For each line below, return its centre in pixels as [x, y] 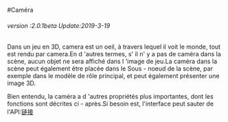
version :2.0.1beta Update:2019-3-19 [59, 25]
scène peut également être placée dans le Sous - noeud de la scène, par [110, 69]
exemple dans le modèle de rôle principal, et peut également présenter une [113, 76]
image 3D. [22, 83]
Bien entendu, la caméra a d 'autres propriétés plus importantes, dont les [111, 97]
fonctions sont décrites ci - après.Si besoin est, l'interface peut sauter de [111, 104]
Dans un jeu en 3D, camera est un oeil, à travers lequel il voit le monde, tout [114, 47]
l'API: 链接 [20, 112]
